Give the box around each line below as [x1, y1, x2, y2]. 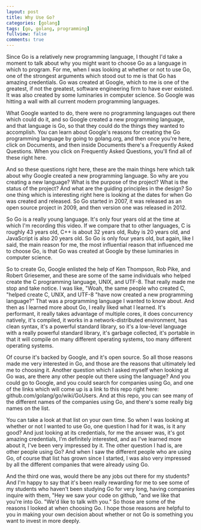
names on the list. [6, 405, 50, 412]
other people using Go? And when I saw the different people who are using [6, 448, 192, 455]
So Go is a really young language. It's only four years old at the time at [6, 215, 180, 223]
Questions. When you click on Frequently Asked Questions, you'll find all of [6, 148, 192, 155]
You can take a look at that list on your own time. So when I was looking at [6, 417, 190, 423]
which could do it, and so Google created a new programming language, [6, 116, 185, 123]
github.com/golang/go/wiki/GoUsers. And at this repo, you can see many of [6, 392, 194, 399]
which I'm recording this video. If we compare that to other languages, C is [6, 222, 191, 229]
